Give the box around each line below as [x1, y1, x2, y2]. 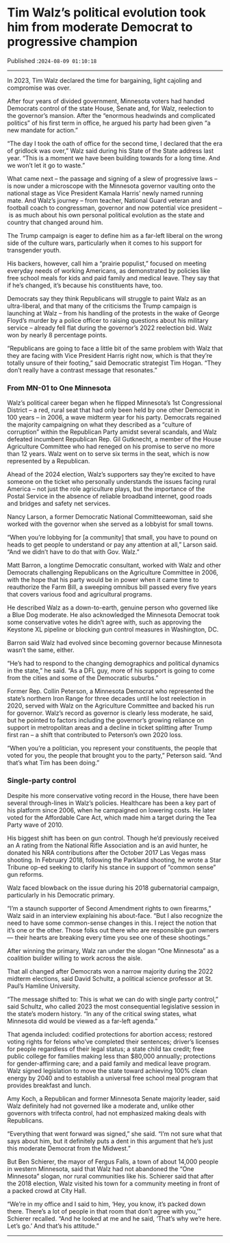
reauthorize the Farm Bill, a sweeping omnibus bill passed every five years [7, 583, 217, 591]
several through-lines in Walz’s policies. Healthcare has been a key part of [7, 799, 216, 807]
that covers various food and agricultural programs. [7, 590, 153, 599]
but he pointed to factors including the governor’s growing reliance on [7, 716, 204, 725]
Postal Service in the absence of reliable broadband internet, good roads [7, 492, 212, 500]
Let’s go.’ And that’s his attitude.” [7, 1222, 99, 1230]
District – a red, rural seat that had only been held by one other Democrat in [7, 406, 220, 414]
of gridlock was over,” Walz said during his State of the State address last [7, 146, 214, 155]
